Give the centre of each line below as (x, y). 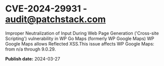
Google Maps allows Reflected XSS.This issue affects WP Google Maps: (80, 43)
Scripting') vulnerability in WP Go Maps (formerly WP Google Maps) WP (80, 38)
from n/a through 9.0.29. (31, 49)
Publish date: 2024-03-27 (33, 58)
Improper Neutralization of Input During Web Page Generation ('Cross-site (82, 33)
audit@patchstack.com (56, 19)
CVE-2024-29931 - (46, 9)
